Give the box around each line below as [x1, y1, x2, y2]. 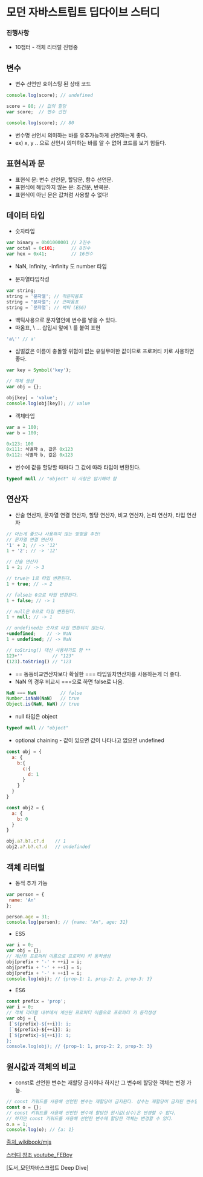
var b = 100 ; [6, 429, 39, 436]
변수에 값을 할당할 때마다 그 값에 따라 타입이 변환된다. [14, 464, 141, 471]
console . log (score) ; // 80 [6, 119, 74, 126]
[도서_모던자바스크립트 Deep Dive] [6, 1164, 89, 1172]
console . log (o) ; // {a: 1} [6, 1127, 74, 1133]
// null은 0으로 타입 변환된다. [6, 608, 77, 615]
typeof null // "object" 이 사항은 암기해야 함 [6, 476, 117, 482]
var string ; [6, 288, 36, 294]
